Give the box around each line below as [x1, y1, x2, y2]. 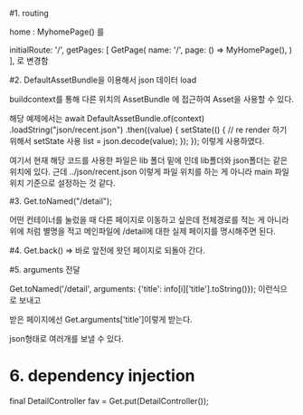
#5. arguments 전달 [9, 265, 80, 275]
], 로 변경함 [9, 55, 49, 66]
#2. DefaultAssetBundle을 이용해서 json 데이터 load [9, 74, 197, 85]
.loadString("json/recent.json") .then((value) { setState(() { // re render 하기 [9, 124, 288, 135]
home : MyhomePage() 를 [9, 26, 105, 37]
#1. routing [9, 8, 50, 18]
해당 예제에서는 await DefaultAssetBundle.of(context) [9, 113, 205, 123]
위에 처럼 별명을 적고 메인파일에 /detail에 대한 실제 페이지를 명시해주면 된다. [9, 226, 276, 236]
